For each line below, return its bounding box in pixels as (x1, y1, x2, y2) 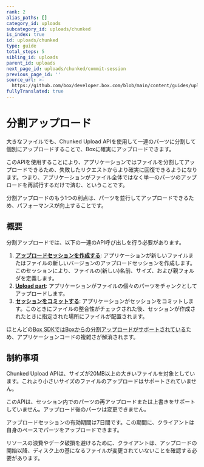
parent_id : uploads (6, 60, 56, 66)
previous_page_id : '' (6, 71, 61, 77)
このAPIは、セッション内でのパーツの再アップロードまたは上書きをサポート (6, 398, 196, 405)
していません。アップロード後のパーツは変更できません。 (6, 406, 150, 413)
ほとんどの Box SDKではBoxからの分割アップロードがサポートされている (6, 326, 186, 333)
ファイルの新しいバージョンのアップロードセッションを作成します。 (25, 259, 196, 266)
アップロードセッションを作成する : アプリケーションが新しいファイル (15, 251, 189, 259)
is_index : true (6, 32, 45, 38)
